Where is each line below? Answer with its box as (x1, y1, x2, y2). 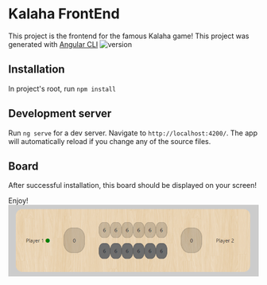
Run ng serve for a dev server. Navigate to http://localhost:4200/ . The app (8, 128, 258, 138)
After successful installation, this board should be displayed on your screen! (8, 181, 257, 190)
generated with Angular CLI (8, 39, 99, 49)
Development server (8, 107, 112, 120)
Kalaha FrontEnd (8, 5, 121, 23)
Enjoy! (8, 196, 29, 205)
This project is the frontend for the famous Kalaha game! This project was (8, 31, 250, 41)
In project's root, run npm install (8, 84, 117, 93)
